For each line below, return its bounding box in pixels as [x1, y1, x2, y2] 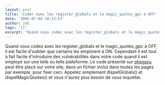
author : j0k [5, 21, 29, 26]
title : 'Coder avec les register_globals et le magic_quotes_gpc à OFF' [5, 12, 157, 17]
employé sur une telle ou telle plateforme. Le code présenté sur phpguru [5, 59, 152, 64]
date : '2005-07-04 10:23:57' [5, 16, 65, 21]
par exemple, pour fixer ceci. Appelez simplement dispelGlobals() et [5, 69, 143, 75]
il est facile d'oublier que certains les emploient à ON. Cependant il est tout [5, 48, 157, 54]
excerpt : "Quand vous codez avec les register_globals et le [5, 30, 133, 35]
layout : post [5, 7, 32, 12]
